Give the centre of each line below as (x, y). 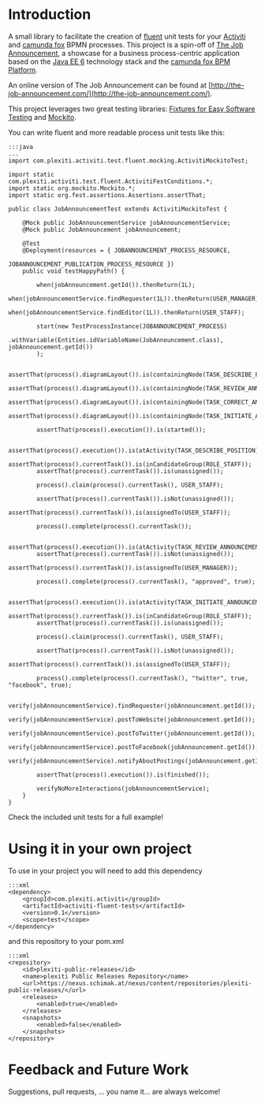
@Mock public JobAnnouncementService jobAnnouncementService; (127, 222)
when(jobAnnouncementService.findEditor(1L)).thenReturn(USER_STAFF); (127, 312)
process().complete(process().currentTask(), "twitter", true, (142, 678)
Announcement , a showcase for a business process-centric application (124, 53)
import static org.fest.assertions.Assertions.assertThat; (107, 195)
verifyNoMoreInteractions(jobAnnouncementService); (123, 789)
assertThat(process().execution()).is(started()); (121, 430)
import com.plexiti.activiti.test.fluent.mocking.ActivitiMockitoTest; (128, 160)
